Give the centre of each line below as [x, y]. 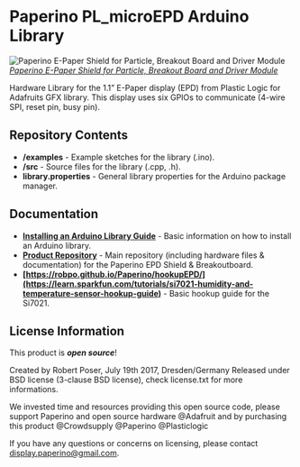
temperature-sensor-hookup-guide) [92, 293]
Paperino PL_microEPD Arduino [129, 17]
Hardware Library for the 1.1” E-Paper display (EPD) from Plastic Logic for [145, 87]
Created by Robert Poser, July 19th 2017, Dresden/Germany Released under [150, 371]
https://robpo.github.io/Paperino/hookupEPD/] [115, 274]
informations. [34, 389]
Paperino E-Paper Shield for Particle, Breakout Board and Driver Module [144, 70]
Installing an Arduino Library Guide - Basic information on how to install [157, 235]
